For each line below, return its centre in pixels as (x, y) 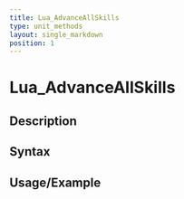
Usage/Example (55, 182)
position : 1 (32, 43)
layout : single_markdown (56, 34)
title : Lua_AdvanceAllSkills (64, 18)
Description (43, 121)
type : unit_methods (46, 26)
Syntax (30, 152)
